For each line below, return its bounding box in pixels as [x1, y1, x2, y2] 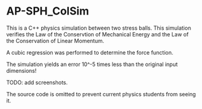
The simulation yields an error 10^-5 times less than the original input [6, 61, 178, 68]
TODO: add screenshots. [6, 79, 68, 86]
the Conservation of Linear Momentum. [6, 37, 105, 44]
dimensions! [6, 67, 37, 74]
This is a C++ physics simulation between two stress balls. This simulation [6, 24, 192, 31]
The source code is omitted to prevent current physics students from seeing [6, 90, 197, 97]
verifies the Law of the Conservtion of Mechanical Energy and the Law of [6, 30, 189, 38]
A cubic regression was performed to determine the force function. [6, 48, 174, 56]
